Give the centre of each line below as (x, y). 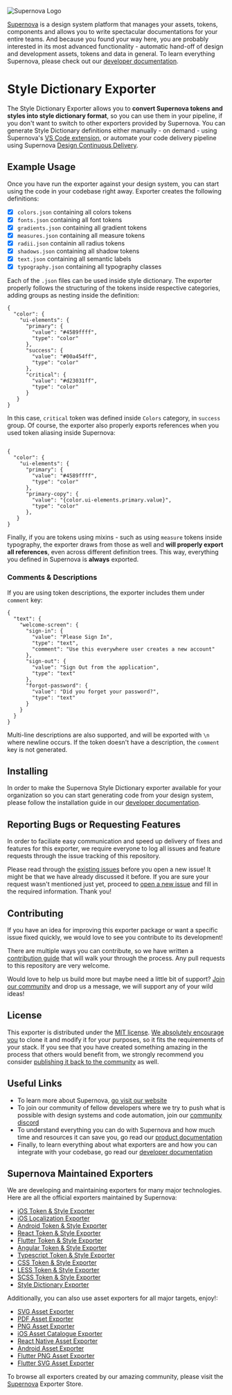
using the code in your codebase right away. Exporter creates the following (114, 191)
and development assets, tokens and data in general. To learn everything (111, 54)
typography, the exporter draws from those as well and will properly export (115, 545)
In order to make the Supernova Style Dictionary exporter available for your (114, 788)
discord (28, 1122)
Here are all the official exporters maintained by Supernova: (92, 1198)
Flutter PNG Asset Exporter (56, 1356)
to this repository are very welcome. (59, 965)
